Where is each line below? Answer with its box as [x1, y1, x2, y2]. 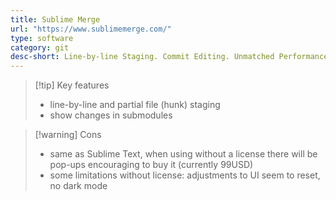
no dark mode [49, 180, 108, 192]
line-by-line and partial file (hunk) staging [49, 99, 221, 111]
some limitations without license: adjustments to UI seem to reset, [49, 169, 321, 181]
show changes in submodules [49, 109, 173, 121]
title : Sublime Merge [10, 14, 101, 25]
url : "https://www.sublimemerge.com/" [10, 24, 172, 34]
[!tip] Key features [34, 79, 110, 91]
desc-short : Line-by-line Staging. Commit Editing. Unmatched [10, 52, 275, 62]
